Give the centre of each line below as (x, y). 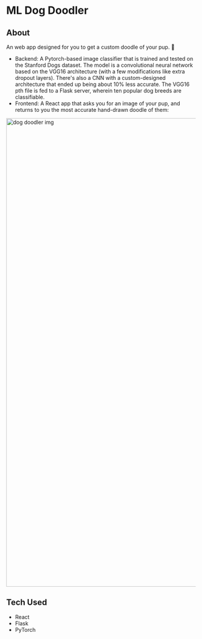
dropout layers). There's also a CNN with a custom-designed (90, 78)
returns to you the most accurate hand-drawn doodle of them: (92, 110)
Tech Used (27, 603)
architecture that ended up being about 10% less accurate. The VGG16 (102, 84)
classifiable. (30, 97)
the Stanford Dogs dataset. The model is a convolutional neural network (104, 65)
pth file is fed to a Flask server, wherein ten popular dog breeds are (98, 90)
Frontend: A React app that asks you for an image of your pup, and (97, 103)
